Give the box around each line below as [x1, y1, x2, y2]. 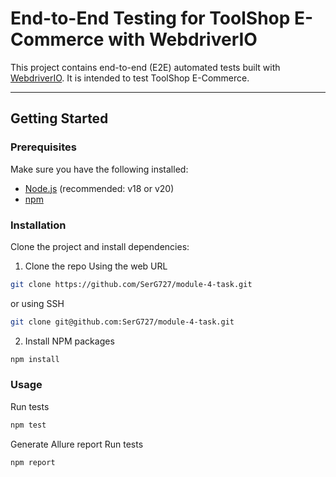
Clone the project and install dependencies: [10, 240, 190, 252]
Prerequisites [10, 140, 77, 154]
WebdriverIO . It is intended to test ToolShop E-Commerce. [10, 72, 250, 84]
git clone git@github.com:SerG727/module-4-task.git [10, 317, 235, 327]
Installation [10, 218, 67, 232]
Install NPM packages [24, 335, 115, 347]
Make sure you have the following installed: [10, 163, 189, 175]
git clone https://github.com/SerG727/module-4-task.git [10, 279, 253, 289]
